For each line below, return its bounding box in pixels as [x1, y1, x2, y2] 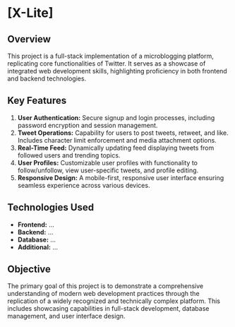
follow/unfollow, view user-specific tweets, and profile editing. [17, 166, 199, 174]
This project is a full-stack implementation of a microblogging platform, [7, 52, 214, 60]
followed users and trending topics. [17, 150, 121, 160]
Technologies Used [7, 201, 94, 213]
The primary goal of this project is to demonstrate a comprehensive [7, 282, 203, 290]
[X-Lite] [7, 5, 54, 21]
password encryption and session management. [17, 121, 158, 129]
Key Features [7, 95, 67, 107]
